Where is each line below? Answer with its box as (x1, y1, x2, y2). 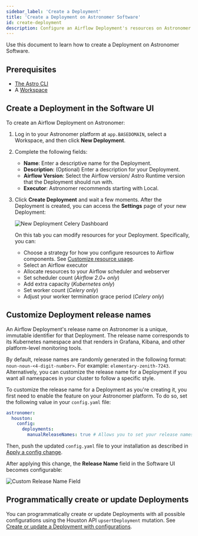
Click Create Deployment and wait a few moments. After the (14, 196, 162, 203)
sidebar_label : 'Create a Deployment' (6, 8, 101, 15)
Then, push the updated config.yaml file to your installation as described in (6, 442, 189, 449)
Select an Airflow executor (23, 262, 88, 269)
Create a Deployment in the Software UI (6, 104, 154, 114)
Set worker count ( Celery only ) (23, 286, 98, 293)
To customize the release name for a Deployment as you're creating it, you (6, 386, 187, 393)
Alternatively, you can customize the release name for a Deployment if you (6, 368, 187, 375)
